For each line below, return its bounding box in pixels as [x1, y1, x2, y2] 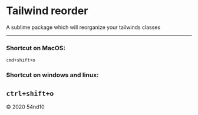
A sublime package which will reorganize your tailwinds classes [6, 24, 161, 31]
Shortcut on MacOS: [6, 44, 66, 52]
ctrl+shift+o [6, 89, 54, 98]
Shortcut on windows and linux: [6, 71, 99, 79]
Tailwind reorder [6, 4, 88, 18]
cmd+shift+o [6, 57, 35, 63]
